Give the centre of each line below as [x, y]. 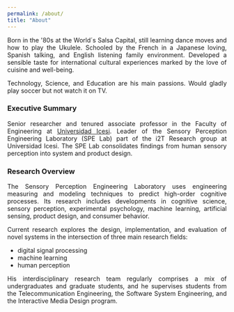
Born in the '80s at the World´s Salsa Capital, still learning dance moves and [117, 40]
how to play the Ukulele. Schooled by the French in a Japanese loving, [117, 47]
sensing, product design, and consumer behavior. [78, 216]
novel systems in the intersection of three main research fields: [97, 237]
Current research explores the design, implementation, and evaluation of [117, 230]
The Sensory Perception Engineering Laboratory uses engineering [117, 187]
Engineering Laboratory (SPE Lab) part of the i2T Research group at [117, 138]
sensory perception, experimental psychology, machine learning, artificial [117, 209]
